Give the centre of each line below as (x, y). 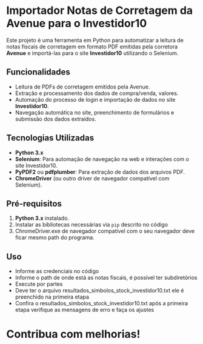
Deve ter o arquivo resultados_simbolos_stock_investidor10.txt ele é (99, 291)
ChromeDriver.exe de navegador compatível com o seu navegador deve (105, 231)
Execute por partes (39, 284)
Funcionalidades (38, 72)
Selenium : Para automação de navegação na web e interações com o (102, 159)
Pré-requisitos (34, 203)
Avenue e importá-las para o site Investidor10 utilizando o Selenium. (92, 53)
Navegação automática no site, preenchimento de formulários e (95, 112)
